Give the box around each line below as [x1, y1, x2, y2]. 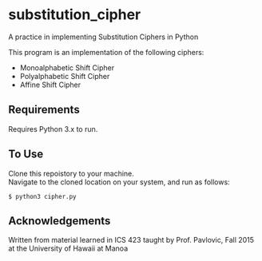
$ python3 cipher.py [8, 192, 77, 200]
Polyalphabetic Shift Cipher [19, 71, 110, 81]
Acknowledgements [8, 214, 111, 227]
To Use [8, 148, 44, 161]
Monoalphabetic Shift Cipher [19, 62, 115, 73]
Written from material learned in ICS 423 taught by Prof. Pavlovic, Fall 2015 [8, 235, 254, 245]
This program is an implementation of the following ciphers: [8, 47, 204, 57]
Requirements [8, 103, 80, 117]
